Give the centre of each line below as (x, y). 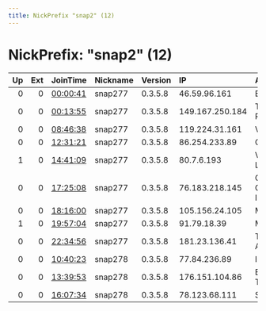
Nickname (114, 80)
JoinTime (69, 80)
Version (156, 80)
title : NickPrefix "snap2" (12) (61, 15)
